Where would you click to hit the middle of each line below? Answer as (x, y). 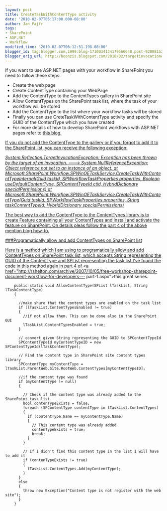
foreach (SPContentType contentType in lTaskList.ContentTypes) (91, 408)
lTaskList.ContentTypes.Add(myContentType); (74, 469)
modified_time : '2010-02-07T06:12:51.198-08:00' (56, 47)
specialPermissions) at (29, 189)
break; (39, 434)
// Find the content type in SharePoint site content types (82, 355)
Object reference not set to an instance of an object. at (62, 168)
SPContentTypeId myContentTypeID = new (59, 342)
